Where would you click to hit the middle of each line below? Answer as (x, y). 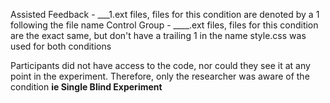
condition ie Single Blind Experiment (86, 87)
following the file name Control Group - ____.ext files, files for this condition (164, 25)
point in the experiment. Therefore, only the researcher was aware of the (160, 76)
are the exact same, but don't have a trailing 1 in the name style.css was (158, 35)
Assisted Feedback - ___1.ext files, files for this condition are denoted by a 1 (165, 14)
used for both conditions (61, 46)
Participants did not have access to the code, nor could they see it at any (160, 65)
